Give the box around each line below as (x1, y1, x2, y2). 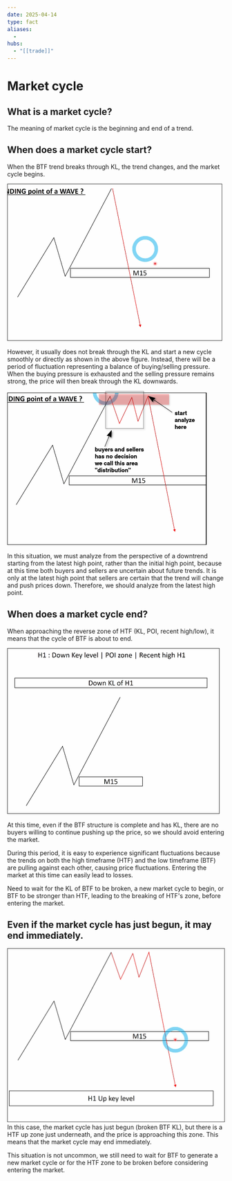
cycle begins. (7, 170, 46, 178)
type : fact (7, 18, 39, 26)
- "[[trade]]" (13, 48, 54, 55)
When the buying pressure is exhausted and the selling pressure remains (7, 369, 215, 378)
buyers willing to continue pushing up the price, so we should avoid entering (7, 827, 224, 836)
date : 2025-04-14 (7, 11, 57, 18)
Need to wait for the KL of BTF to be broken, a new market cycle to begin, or (7, 884, 224, 892)
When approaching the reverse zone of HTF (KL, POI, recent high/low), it (7, 627, 214, 635)
